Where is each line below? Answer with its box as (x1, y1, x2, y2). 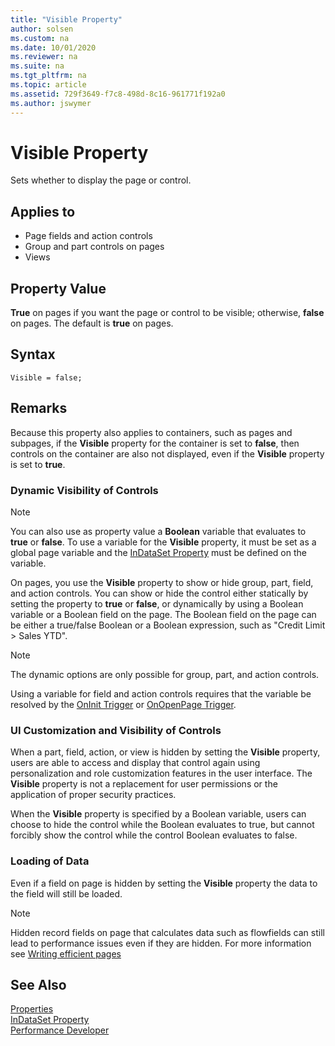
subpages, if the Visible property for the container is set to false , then (10, 437, 300, 449)
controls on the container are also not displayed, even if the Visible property (10, 447, 325, 460)
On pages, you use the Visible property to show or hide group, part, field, (10, 576, 314, 588)
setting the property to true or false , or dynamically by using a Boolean (10, 597, 304, 610)
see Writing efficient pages (10, 947, 122, 960)
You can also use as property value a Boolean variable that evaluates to (10, 525, 307, 537)
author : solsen (10, 24, 74, 34)
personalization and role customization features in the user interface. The (10, 767, 313, 780)
